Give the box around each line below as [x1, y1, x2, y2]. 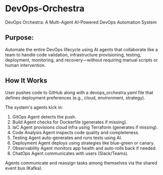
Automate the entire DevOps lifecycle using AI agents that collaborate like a [5, 46, 158, 52]
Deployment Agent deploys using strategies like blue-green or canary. [12, 140, 155, 146]
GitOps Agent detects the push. [12, 114, 76, 119]
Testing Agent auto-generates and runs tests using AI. [12, 135, 122, 141]
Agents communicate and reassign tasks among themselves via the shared [5, 160, 158, 166]
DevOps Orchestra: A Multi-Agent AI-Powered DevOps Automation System [5, 19, 157, 25]
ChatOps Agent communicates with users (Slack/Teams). [12, 150, 129, 156]
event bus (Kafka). [5, 165, 43, 171]
